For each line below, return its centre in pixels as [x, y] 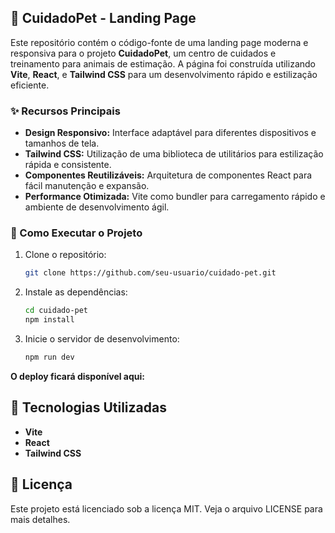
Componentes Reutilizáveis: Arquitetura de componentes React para [168, 175]
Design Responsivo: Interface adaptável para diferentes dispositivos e [170, 133]
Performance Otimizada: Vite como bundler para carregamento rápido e [175, 197]
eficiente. [30, 85]
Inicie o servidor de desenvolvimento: [102, 339]
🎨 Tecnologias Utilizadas [88, 407]
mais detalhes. [40, 519]
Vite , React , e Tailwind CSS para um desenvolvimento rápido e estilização [164, 74]
